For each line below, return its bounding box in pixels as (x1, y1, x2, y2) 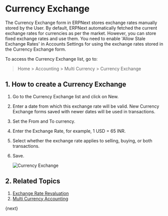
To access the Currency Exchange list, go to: (5, 56, 98, 62)
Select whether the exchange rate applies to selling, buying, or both (12, 137, 153, 143)
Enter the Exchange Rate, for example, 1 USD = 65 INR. (12, 128, 126, 134)
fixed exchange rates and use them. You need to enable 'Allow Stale (5, 36, 145, 42)
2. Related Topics (5, 177, 61, 185)
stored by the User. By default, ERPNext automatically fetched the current (5, 25, 157, 31)
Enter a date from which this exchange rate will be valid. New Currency (12, 103, 159, 109)
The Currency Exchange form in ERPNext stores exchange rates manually (5, 20, 157, 26)
